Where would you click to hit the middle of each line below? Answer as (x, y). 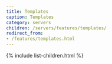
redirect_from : (25, 33)
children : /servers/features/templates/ (57, 28)
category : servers (29, 22)
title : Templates (27, 11)
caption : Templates (30, 17)
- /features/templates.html (41, 39)
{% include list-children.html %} (45, 55)
